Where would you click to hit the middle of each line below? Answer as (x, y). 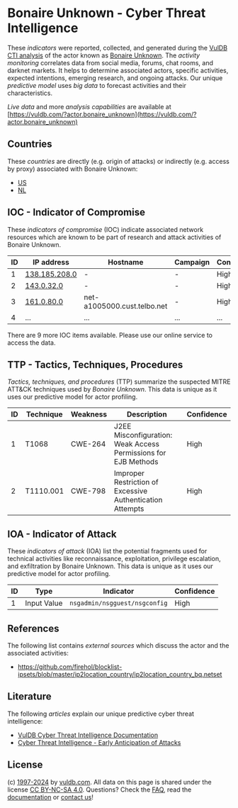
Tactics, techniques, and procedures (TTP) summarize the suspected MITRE (119, 382)
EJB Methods (136, 462)
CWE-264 (88, 444)
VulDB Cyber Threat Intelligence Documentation (88, 735)
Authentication (138, 500)
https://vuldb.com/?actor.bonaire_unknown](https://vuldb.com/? (103, 114)
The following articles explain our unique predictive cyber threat (101, 714)
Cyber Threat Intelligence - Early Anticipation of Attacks (99, 742)
